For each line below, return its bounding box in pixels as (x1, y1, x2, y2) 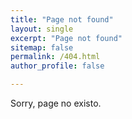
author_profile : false (10, 61, 105, 71)
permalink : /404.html (10, 52, 101, 62)
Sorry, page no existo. (10, 97, 102, 109)
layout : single (10, 24, 74, 34)
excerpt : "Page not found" (10, 33, 123, 43)
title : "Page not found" (10, 14, 114, 25)
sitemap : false (10, 42, 74, 53)
